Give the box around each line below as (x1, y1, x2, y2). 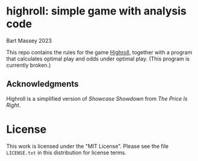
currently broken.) (6, 62, 51, 69)
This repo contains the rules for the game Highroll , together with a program (6, 48, 193, 55)
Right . (6, 101, 21, 109)
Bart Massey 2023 (6, 37, 52, 44)
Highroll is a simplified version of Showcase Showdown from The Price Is (6, 95, 188, 102)
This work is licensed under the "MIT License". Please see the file (6, 142, 169, 150)
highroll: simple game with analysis (6, 4, 187, 18)
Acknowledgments (6, 79, 79, 89)
